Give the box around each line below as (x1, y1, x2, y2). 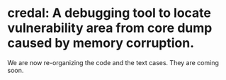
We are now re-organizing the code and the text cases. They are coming (7, 58, 220, 67)
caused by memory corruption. (7, 35, 195, 51)
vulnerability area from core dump (7, 20, 213, 36)
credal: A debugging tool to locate (7, 5, 211, 21)
